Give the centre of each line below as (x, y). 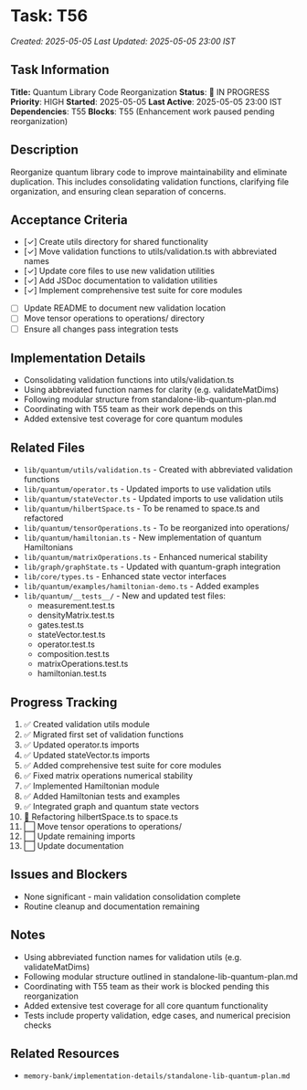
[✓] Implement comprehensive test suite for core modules (133, 291)
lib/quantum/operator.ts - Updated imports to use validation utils (148, 489)
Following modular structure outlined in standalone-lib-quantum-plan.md (161, 976)
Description (44, 150)
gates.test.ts (61, 625)
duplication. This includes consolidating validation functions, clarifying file (150, 181)
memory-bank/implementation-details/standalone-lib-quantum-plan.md (157, 1076)
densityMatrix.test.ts (76, 615)
